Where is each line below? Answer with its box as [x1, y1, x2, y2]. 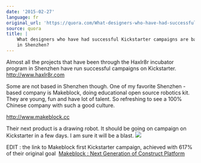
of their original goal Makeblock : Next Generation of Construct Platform [6, 150, 185, 157]
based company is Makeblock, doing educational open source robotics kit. [6, 89, 190, 96]
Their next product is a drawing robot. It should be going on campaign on [6, 125, 187, 132]
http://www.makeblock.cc [6, 113, 70, 120]
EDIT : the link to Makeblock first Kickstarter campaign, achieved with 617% [6, 143, 193, 150]
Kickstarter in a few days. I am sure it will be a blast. [6, 132, 135, 139]
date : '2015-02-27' [6, 8, 55, 15]
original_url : [6, 20, 42, 26]
